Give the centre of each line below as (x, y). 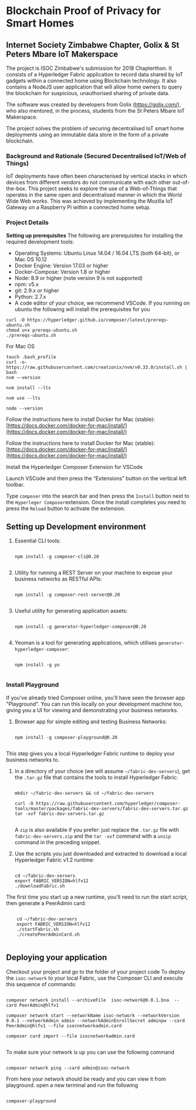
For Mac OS (21, 346)
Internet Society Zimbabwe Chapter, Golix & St (93, 45)
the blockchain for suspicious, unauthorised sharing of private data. (88, 93)
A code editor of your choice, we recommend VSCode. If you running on (102, 303)
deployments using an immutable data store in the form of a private (87, 134)
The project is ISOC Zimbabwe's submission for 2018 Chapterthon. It (89, 68)
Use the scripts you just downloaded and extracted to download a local (101, 853)
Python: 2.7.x (30, 296)
